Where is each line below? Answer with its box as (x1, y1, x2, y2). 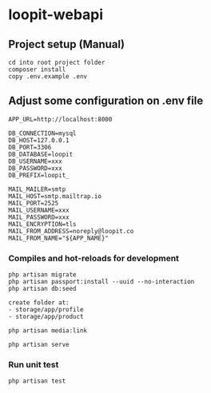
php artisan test (8, 377, 66, 385)
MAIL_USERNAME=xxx (8, 206, 70, 214)
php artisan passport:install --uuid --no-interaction (8, 278, 195, 286)
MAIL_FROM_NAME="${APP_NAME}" (8, 234, 109, 242)
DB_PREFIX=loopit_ (8, 171, 70, 179)
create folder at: (8, 299, 70, 307)
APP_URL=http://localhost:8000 (8, 115, 113, 123)
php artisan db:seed (8, 285, 78, 293)
